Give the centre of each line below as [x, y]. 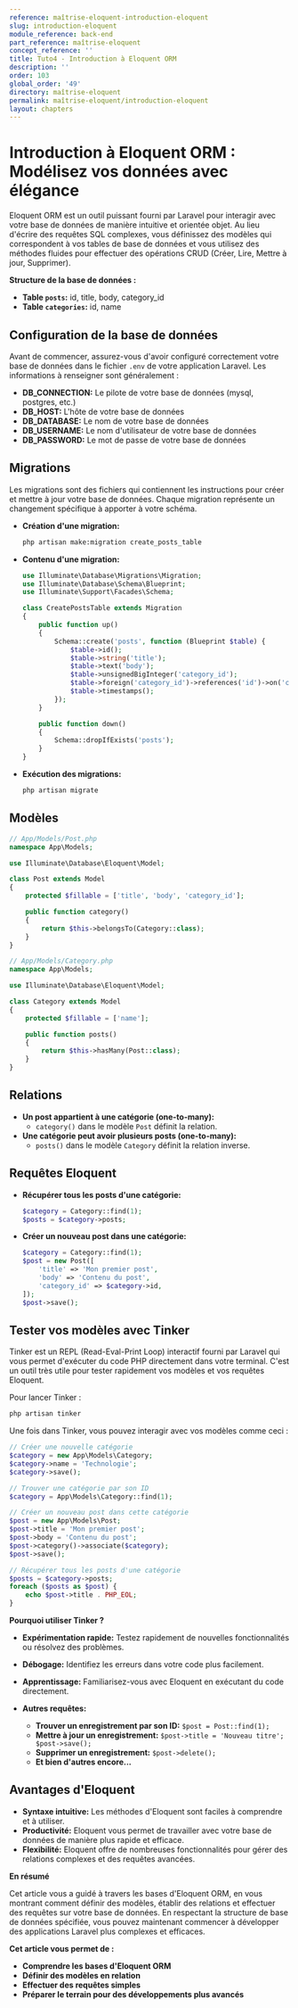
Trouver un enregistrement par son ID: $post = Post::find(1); [153, 1726]
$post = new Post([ [58, 1261]
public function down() [82, 723]
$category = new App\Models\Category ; [81, 1456]
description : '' [39, 68]
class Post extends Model [57, 880]
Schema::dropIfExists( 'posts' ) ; [114, 740]
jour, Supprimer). [40, 263]
